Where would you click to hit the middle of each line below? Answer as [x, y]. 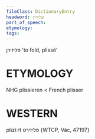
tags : [13, 33]
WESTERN [32, 113]
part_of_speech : [26, 22]
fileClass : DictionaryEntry [41, 11]
